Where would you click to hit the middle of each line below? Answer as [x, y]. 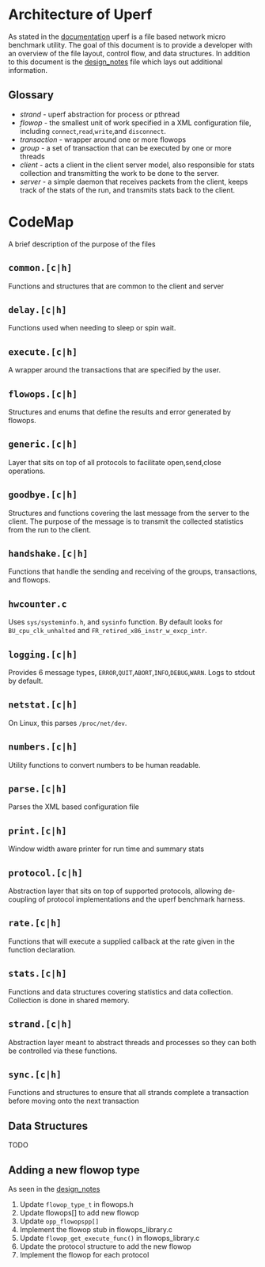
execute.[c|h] [43, 352]
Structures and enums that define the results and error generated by [120, 412]
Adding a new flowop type [74, 1170]
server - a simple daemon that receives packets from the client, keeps [134, 181]
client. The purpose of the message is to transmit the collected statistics [126, 521]
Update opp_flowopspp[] [59, 1221]
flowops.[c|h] [43, 394]
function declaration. [42, 949]
